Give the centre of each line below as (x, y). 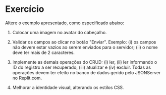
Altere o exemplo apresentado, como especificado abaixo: (65, 23)
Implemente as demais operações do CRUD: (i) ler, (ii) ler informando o (84, 62)
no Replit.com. (27, 78)
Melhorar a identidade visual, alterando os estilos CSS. (68, 87)
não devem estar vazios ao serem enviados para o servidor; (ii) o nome (85, 47)
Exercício (25, 9)
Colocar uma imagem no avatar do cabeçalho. (59, 32)
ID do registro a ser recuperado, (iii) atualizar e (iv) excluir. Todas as (82, 67)
